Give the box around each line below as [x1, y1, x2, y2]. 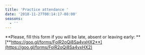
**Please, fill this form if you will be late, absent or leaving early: [5, 34, 135, 40]
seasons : [5, 16, 23, 21]
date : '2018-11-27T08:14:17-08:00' [5, 12, 78, 17]
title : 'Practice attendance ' [5, 7, 69, 12]
